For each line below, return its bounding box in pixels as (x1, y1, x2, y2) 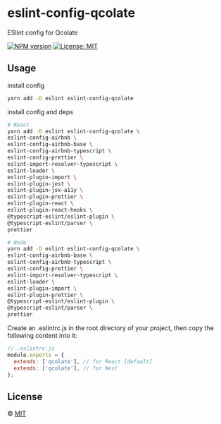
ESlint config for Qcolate (7, 28, 79, 37)
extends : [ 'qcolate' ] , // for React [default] (13, 358, 153, 365)
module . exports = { (7, 351, 65, 358)
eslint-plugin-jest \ (7, 180, 71, 188)
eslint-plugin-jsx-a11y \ (7, 187, 83, 194)
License (7, 390, 43, 403)
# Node (7, 238, 27, 246)
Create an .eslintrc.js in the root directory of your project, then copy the (7, 324, 215, 332)
